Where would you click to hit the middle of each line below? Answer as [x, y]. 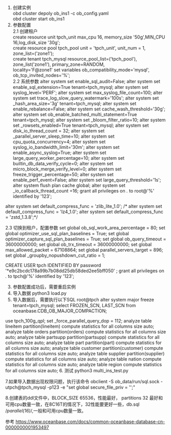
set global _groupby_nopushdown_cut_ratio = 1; [55, 255]
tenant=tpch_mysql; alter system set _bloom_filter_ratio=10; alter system [89, 120]
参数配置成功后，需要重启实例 [44, 287]
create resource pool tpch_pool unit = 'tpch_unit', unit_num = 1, [79, 48]
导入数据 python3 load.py [39, 293]
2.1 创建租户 [25, 31]
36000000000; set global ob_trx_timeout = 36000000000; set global [79, 244]
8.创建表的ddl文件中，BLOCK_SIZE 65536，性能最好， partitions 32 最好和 [84, 398]
